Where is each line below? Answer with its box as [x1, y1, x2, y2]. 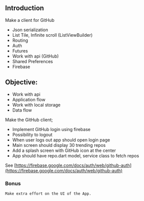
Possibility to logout [12, 132, 53, 137]
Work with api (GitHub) [12, 53, 59, 59]
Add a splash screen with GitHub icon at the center [12, 147, 116, 153]
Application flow [12, 96, 46, 102]
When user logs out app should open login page [12, 136, 110, 143]
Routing [12, 37, 29, 43]
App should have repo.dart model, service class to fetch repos [12, 152, 140, 158]
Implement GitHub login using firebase [12, 126, 91, 132]
